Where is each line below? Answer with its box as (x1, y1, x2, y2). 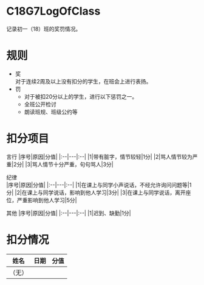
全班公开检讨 (24, 100, 56, 108)
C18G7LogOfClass (6, 4, 101, 18)
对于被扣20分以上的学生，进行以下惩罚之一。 (24, 93, 138, 100)
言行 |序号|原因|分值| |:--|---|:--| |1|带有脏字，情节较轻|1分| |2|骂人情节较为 (6, 153, 192, 160)
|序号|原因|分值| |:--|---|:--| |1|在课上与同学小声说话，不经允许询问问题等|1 (6, 181, 192, 188)
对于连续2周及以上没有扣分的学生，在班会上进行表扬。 (15, 77, 152, 85)
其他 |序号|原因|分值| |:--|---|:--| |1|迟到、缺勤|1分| (6, 209, 132, 217)
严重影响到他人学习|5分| (16, 196, 77, 203)
